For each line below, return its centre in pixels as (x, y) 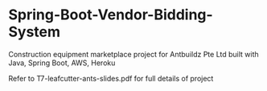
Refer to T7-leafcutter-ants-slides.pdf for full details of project (111, 78)
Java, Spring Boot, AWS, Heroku (62, 63)
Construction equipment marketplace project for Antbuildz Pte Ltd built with (133, 54)
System (35, 32)
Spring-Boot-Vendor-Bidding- (111, 15)
